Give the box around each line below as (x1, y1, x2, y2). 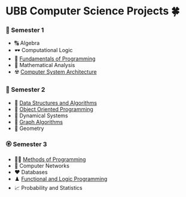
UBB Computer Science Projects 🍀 (5, 4, 180, 18)
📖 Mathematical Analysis (14, 62, 75, 69)
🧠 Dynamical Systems (14, 112, 68, 119)
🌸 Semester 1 (5, 26, 44, 34)
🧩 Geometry (14, 125, 44, 132)
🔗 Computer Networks (14, 162, 70, 169)
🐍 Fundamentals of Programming (14, 55, 96, 62)
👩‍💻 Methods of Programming (14, 156, 86, 163)
